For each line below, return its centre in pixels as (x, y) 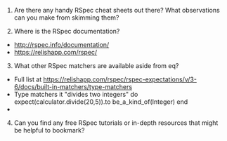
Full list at (28, 79)
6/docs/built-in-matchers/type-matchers (73, 87)
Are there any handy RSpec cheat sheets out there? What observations (117, 10)
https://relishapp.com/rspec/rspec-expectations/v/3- (120, 79)
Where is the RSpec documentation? (67, 31)
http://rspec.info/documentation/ (61, 45)
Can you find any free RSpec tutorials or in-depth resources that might (116, 123)
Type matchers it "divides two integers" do (76, 94)
